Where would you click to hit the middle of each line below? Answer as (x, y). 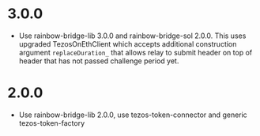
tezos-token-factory (52, 123)
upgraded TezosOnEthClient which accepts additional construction (128, 43)
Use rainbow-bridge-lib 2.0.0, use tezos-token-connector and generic (133, 115)
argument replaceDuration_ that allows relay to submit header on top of (136, 52)
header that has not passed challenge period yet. (99, 61)
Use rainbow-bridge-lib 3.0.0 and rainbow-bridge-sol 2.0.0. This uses (132, 36)
